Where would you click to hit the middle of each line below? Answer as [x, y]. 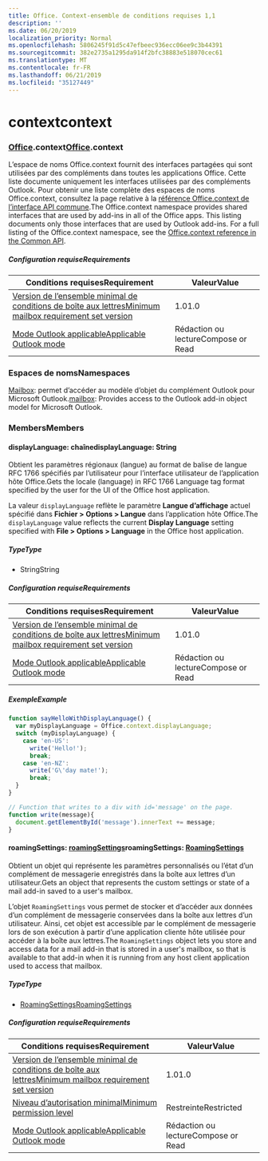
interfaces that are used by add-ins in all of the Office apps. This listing [125, 215]
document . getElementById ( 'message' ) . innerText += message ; [116, 822]
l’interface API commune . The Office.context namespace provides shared [128, 207]
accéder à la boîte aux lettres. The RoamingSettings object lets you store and [132, 940]
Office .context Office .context [66, 147]
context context [60, 122]
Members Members [46, 428]
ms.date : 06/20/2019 [43, 30]
